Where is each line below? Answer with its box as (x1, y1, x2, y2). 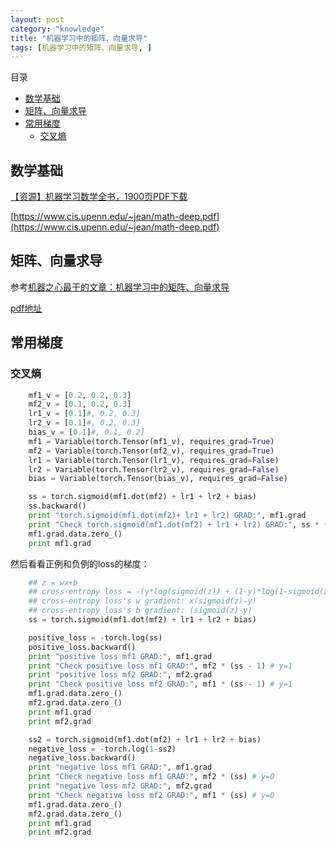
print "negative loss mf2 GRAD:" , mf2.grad (28, 781, 213, 791)
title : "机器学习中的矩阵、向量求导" (10, 33, 148, 43)
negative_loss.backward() (28, 753, 137, 763)
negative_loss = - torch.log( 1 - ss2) (28, 744, 177, 754)
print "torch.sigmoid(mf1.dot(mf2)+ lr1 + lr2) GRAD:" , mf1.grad (28, 511, 307, 521)
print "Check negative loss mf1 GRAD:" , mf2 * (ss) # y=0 (28, 772, 275, 782)
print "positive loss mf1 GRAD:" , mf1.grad (28, 651, 213, 661)
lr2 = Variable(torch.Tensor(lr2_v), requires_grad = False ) (28, 464, 280, 475)
